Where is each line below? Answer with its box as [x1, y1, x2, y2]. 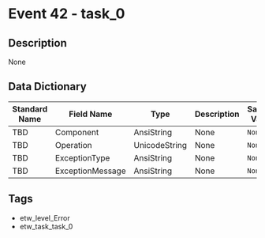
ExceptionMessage [54, 165, 126, 176]
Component [54, 127, 99, 138]
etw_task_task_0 [19, 221, 73, 231]
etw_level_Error [19, 213, 70, 222]
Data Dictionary [8, 80, 87, 93]
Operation [54, 139, 92, 150]
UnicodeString [133, 139, 188, 150]
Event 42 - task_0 [8, 5, 125, 23]
